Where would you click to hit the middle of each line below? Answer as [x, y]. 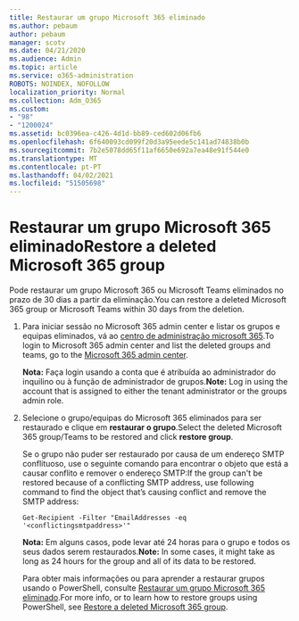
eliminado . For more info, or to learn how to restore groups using [140, 598]
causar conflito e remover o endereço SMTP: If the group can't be [142, 473]
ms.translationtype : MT [54, 158]
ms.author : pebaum [43, 26]
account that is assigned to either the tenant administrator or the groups [154, 391]
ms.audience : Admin [46, 59]
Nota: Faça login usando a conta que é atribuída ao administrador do [149, 372]
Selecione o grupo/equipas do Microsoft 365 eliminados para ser [141, 418]
